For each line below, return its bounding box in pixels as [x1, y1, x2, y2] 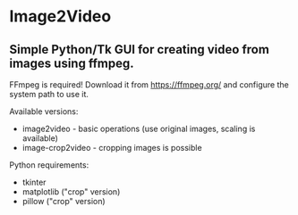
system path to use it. [9, 89, 89, 99]
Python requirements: [9, 160, 89, 170]
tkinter [21, 177, 47, 187]
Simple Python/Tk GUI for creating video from [9, 42, 270, 57]
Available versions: [9, 106, 79, 117]
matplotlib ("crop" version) [21, 186, 121, 197]
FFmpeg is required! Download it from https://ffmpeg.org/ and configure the [9, 79, 289, 90]
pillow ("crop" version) [21, 196, 106, 206]
